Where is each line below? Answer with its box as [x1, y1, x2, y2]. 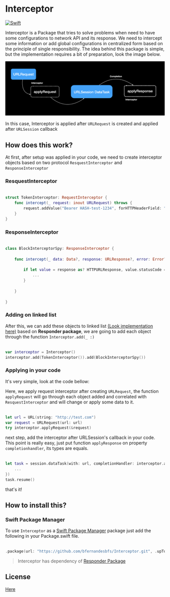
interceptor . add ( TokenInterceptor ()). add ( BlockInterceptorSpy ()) [5, 355, 146, 360]
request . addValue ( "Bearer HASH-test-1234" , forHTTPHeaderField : [23, 206, 162, 211]
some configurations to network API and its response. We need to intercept [5, 35, 162, 41]
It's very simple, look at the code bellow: [5, 378, 90, 384]
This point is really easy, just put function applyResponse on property [5, 440, 148, 446]
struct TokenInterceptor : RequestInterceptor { [5, 195, 108, 200]
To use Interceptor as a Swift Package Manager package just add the [5, 528, 151, 534]
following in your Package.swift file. [5, 533, 79, 539]
